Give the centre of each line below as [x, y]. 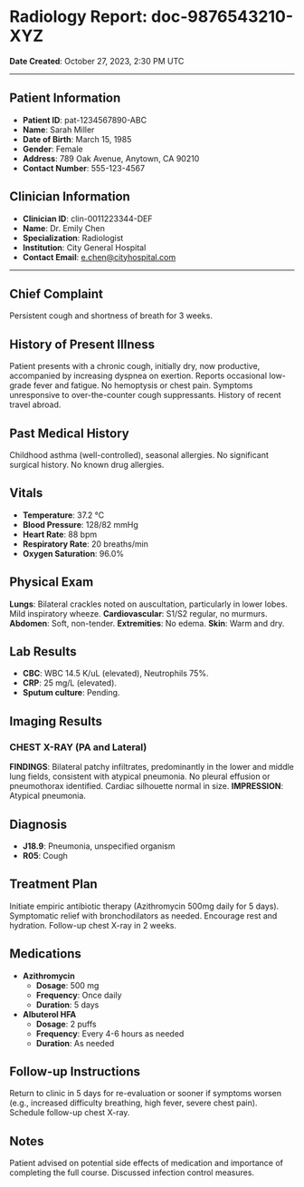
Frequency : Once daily [79, 995]
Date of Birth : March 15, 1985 [77, 139]
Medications [45, 954]
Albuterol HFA [49, 1014]
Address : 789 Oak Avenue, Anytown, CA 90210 [111, 158]
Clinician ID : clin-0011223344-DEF [87, 219]
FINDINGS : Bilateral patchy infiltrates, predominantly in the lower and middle [152, 767]
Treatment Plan [53, 885]
